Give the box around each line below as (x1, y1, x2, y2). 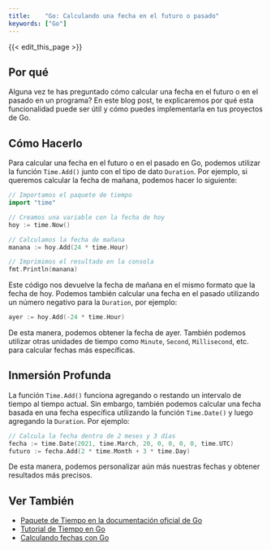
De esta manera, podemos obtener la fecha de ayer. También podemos (8, 328, 246, 338)
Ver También (8, 494, 75, 508)
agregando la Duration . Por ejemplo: (8, 416, 130, 426)
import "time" (8, 199, 57, 207)
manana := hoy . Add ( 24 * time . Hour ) (8, 243, 129, 251)
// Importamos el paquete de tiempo (8, 191, 132, 199)
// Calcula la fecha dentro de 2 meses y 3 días (8, 432, 176, 440)
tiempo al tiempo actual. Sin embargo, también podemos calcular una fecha (8, 399, 261, 408)
